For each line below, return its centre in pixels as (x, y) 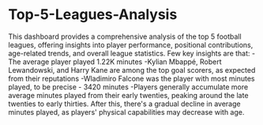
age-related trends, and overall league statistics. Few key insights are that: (129, 53)
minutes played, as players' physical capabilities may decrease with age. (126, 112)
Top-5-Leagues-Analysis (93, 15)
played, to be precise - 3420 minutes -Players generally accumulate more (128, 87)
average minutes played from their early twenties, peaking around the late (128, 95)
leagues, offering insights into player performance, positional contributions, (131, 44)
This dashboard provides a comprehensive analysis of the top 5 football (125, 36)
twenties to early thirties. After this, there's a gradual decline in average (124, 104)
